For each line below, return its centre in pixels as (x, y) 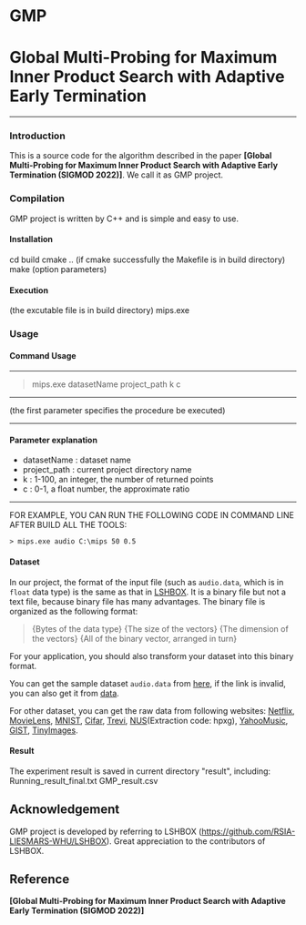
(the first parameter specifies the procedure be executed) (117, 411)
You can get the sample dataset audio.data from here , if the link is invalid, (148, 683)
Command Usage (43, 355)
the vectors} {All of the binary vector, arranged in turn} (134, 638)
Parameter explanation (54, 440)
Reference (40, 879)
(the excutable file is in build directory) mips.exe (99, 310)
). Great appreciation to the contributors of (186, 841)
